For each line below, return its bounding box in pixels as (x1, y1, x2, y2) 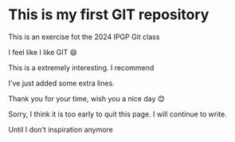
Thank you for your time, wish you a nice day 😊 (8, 93, 166, 103)
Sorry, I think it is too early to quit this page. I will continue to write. (8, 109, 227, 119)
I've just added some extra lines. (8, 78, 116, 88)
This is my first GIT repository (8, 6, 210, 24)
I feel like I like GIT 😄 (8, 47, 78, 57)
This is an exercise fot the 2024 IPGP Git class (8, 32, 160, 41)
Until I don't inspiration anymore (8, 124, 114, 134)
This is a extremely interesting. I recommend (8, 62, 155, 73)
